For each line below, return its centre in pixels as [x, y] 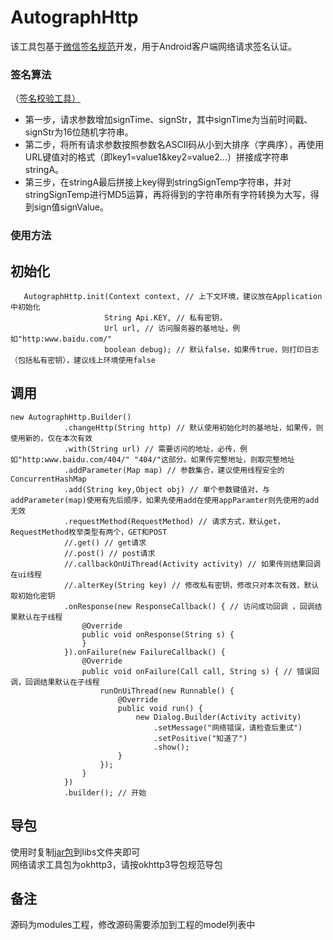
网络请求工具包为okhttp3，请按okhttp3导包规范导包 [116, 864]
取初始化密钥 [33, 596]
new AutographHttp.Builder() [71, 417]
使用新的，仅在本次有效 [51, 438]
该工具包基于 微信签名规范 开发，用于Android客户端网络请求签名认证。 [153, 46]
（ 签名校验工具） [45, 98]
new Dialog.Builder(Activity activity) [218, 717]
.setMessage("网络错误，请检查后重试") [228, 727]
